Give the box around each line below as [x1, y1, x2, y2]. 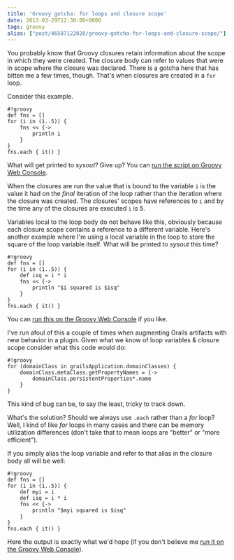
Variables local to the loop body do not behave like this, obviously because [7, 218, 223, 226]
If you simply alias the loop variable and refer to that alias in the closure [7, 449, 212, 458]
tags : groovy [7, 23, 45, 30]
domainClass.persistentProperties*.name [32, 375, 152, 382]
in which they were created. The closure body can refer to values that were [7, 57, 224, 65]
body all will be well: [7, 456, 66, 465]
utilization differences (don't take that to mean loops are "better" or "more [7, 428, 220, 437]
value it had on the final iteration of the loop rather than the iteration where [7, 190, 222, 198]
